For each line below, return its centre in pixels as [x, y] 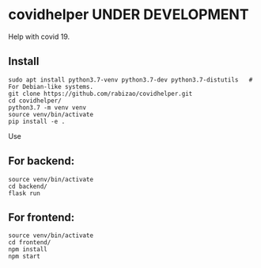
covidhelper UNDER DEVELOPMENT [129, 15]
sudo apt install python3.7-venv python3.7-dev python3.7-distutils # [130, 80]
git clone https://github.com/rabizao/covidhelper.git [100, 94]
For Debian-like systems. [51, 86]
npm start [25, 257]
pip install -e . [37, 121]
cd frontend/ [30, 243]
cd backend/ [28, 186]
